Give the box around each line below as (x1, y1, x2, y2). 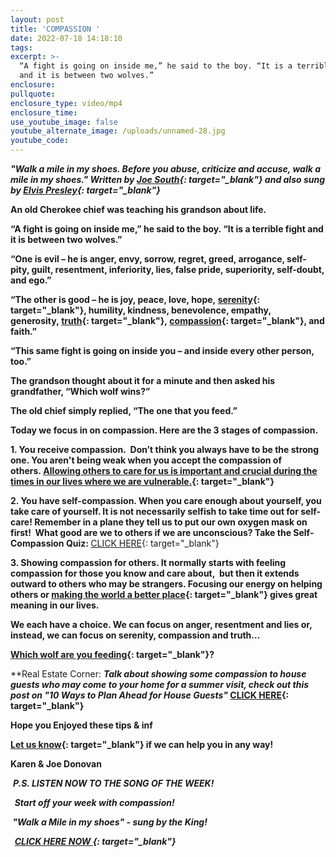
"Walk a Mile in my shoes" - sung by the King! (12, 816, 208, 828)
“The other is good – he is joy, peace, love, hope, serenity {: (10, 294, 261, 305)
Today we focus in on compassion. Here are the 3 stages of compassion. (10, 424, 319, 436)
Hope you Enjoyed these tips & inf (10, 719, 153, 731)
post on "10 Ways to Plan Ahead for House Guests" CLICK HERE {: (10, 689, 290, 701)
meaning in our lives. (10, 599, 100, 611)
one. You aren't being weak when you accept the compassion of (10, 454, 283, 466)
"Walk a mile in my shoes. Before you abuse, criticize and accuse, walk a (10, 163, 321, 175)
